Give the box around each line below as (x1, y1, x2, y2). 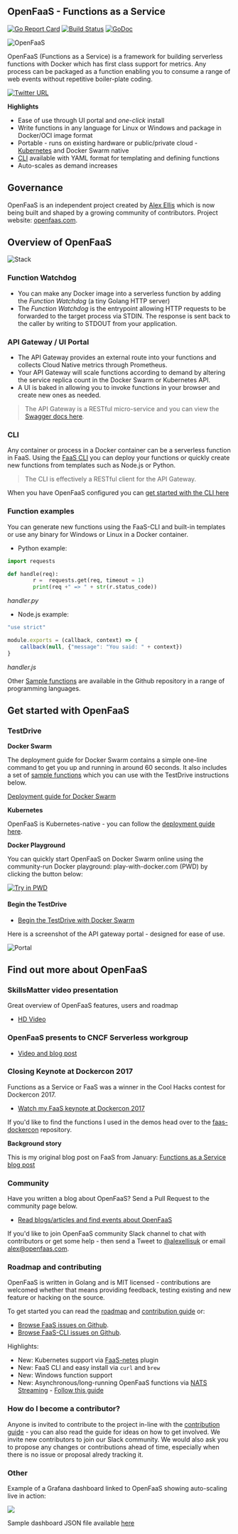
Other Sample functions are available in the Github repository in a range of (7, 676, 225, 685)
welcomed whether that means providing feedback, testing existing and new (7, 1285, 232, 1295)
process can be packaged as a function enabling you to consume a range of (7, 67, 231, 75)
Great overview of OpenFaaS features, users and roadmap (7, 1001, 179, 1010)
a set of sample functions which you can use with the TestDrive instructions (7, 771, 229, 780)
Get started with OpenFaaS (7, 705, 130, 717)
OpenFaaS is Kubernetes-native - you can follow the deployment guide (7, 820, 215, 828)
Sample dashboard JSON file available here (7, 1518, 135, 1527)
